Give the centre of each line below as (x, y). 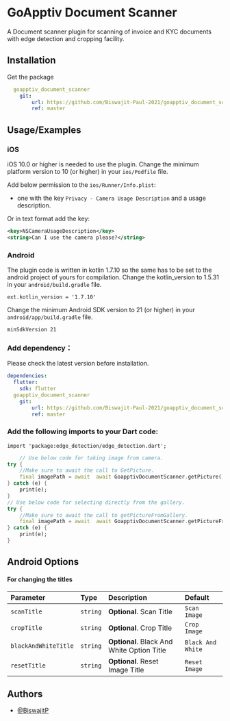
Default (197, 597)
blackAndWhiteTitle (42, 646)
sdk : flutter (38, 389)
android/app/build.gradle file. (50, 317)
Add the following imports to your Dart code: (83, 431)
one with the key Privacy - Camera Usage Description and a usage (112, 198)
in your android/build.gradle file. (54, 284)
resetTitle (28, 665)
